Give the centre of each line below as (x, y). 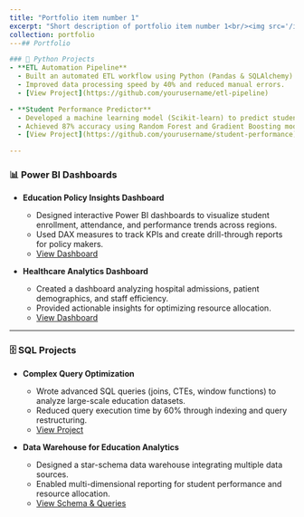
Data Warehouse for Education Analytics (100, 447)
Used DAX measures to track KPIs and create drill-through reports (159, 235)
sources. (52, 474)
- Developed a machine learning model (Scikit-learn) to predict (143, 118)
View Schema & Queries (81, 503)
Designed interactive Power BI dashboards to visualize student (152, 215)
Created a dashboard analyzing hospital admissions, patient (147, 289)
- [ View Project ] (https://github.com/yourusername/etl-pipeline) (143, 93)
